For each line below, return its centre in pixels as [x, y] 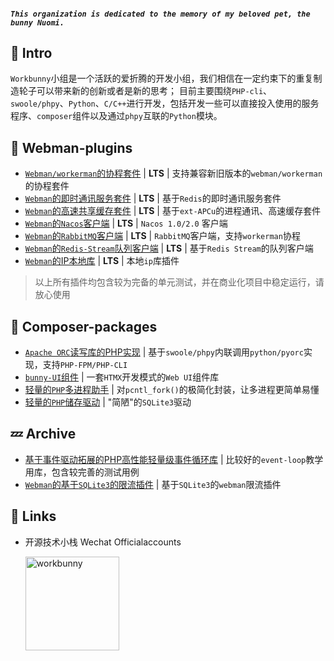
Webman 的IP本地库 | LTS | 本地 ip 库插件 [102, 261]
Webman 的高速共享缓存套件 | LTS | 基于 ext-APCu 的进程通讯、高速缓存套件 [173, 211]
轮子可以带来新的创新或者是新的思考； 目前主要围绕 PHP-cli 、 [145, 91]
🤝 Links [33, 516]
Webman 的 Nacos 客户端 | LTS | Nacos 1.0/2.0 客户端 [126, 223]
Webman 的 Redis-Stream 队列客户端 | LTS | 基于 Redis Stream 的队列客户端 [169, 248]
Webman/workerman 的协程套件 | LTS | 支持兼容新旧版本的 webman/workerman [173, 173]
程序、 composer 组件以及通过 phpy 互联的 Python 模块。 [116, 116]
